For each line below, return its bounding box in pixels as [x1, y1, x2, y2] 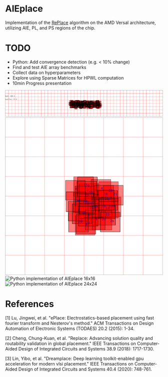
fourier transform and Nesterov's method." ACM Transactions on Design [5, 320, 154, 326]
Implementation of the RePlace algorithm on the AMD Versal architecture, [5, 19, 156, 25]
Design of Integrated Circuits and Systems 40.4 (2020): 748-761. [18, 366, 152, 372]
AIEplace [5, 3, 43, 14]
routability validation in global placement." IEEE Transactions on [5, 340, 136, 346]
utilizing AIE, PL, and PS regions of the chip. [5, 24, 95, 30]
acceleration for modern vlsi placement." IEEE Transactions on [5, 360, 133, 366]
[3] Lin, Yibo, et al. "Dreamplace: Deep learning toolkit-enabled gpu [5, 355, 144, 361]
